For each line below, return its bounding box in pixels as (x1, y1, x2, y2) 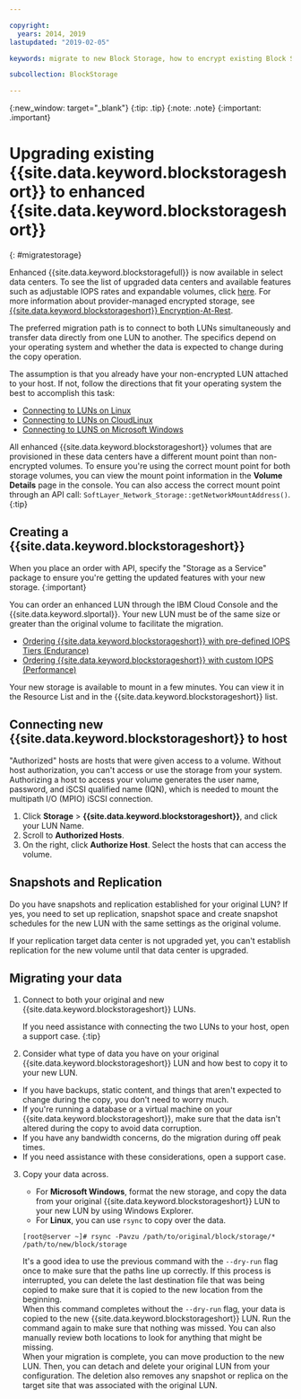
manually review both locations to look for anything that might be (21, 1333, 262, 1343)
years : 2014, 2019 (17, 29, 87, 39)
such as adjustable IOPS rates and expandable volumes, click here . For (9, 286, 271, 297)
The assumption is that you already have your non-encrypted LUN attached (9, 369, 288, 380)
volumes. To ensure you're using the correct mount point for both (48, 461, 291, 471)
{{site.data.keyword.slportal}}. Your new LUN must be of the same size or (9, 608, 280, 620)
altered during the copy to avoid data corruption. (21, 1123, 202, 1134)
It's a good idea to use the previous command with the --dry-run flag (21, 1256, 279, 1267)
